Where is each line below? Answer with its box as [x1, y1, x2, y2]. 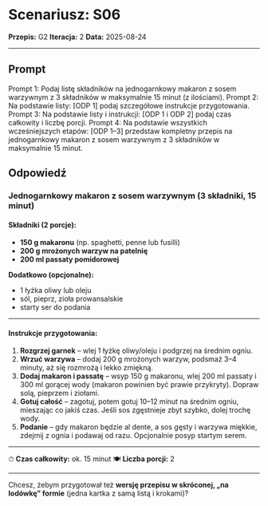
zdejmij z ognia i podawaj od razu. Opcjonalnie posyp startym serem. [19, 431, 247, 441]
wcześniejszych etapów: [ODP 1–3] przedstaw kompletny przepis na [8, 126, 233, 136]
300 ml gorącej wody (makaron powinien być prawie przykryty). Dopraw [19, 380, 259, 389]
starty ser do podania [19, 302, 91, 312]
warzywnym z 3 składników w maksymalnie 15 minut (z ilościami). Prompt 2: [8, 92, 259, 101]
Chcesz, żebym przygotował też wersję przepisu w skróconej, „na [8, 480, 229, 490]
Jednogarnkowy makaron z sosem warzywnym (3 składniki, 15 [8, 190, 257, 201]
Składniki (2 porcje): [8, 219, 77, 229]
